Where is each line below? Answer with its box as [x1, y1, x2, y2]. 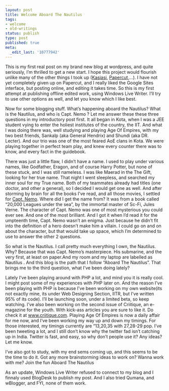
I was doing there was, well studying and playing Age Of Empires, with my [5, 127, 159, 133]
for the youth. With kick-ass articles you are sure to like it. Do [27, 307, 154, 313]
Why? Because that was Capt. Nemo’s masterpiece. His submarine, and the [5, 249, 162, 255]
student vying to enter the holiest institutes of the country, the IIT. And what [5, 122, 162, 128]
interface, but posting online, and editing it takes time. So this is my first [5, 85, 154, 91]
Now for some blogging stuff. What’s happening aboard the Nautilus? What [5, 106, 161, 112]
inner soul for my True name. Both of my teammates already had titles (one [5, 180, 161, 186]
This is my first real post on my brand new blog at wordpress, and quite [5, 64, 153, 70]
